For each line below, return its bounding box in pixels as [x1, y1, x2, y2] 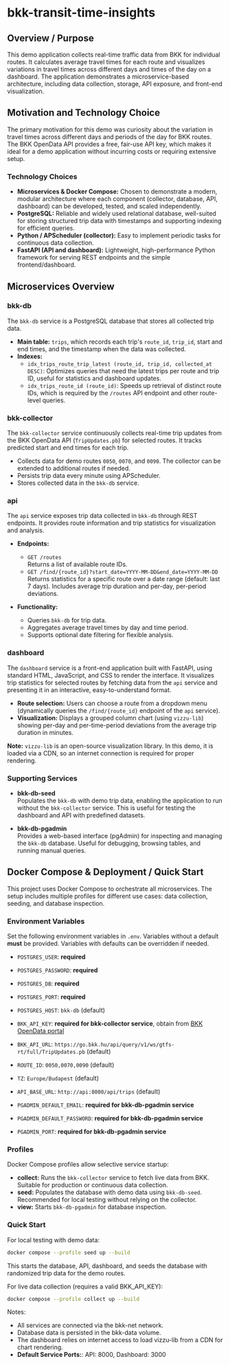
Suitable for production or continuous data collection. [16, 1181, 168, 1189]
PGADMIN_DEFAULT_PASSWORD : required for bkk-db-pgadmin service [16, 1114, 204, 1123]
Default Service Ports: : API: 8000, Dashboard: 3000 [16, 1351, 166, 1359]
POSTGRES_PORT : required [16, 993, 86, 1001]
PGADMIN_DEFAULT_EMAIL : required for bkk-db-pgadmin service [16, 1101, 194, 1109]
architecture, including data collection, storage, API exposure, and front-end [7, 80, 223, 87]
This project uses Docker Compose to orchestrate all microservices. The [7, 884, 213, 893]
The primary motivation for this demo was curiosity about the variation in [7, 125, 214, 134]
